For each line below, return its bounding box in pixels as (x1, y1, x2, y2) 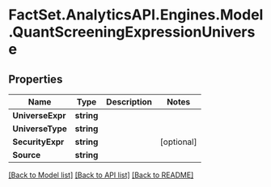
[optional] (159, 136, 197, 147)
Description (106, 96, 152, 107)
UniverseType (12, 123, 67, 134)
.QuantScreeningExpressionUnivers (8, 23, 256, 41)
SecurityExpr (12, 136, 65, 147)
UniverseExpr (12, 110, 66, 121)
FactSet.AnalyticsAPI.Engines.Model (8, 6, 264, 24)
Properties (8, 72, 63, 86)
